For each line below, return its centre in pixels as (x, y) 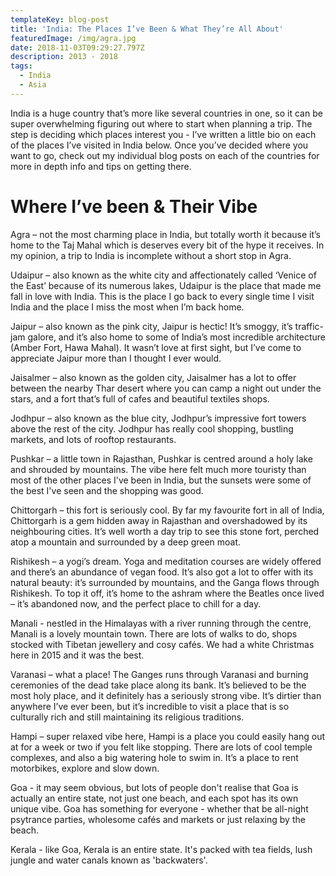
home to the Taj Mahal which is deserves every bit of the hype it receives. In (167, 245)
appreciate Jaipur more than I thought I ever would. (116, 358)
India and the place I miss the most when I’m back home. (127, 307)
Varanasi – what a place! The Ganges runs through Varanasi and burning (159, 674)
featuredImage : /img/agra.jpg (73, 38)
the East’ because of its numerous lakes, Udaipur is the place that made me (166, 285)
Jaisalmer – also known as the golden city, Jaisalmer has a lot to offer (153, 377)
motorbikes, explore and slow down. (85, 768)
